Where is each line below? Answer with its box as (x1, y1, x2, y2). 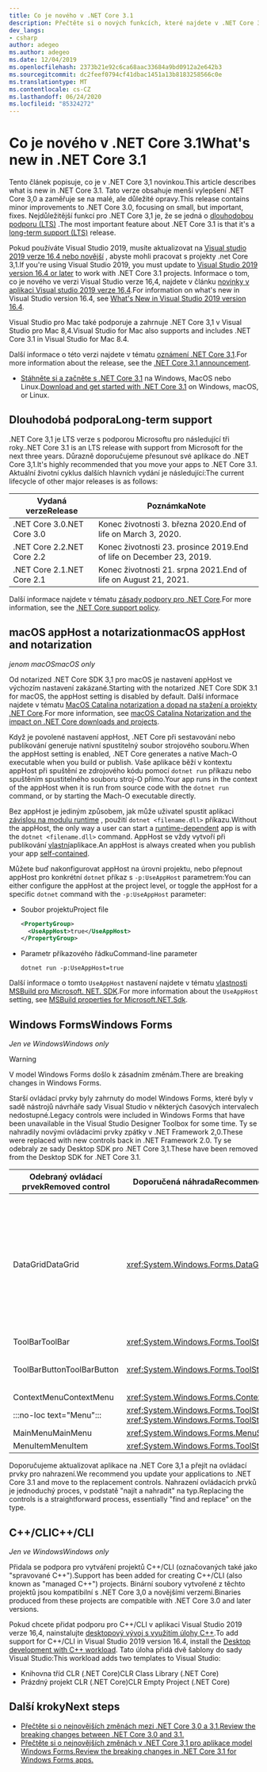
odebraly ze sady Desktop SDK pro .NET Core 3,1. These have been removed (9, 1144, 258, 1154)
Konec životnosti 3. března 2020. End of (98, 519, 246, 530)
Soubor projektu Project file (20, 905, 109, 914)
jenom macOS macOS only (9, 659, 96, 668)
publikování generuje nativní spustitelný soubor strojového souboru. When (9, 741, 250, 750)
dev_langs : (9, 26, 45, 34)
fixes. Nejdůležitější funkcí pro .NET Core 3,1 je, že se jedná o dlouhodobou (9, 211, 254, 220)
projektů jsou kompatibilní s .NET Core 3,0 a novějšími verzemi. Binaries (9, 1587, 241, 1597)
